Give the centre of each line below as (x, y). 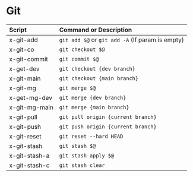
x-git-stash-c (29, 165)
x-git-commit (29, 59)
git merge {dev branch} (93, 97)
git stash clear (82, 165)
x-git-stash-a (29, 156)
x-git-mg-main (31, 107)
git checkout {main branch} (99, 78)
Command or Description (96, 30)
